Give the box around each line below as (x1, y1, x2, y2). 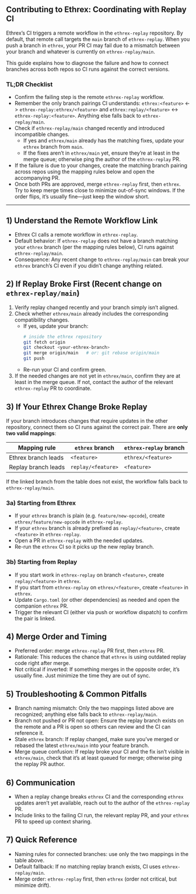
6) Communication (6, 777, 76, 787)
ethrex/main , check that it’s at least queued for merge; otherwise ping (14, 755, 183, 762)
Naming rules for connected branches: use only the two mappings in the (14, 850, 188, 857)
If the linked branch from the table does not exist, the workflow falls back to (6, 478, 188, 485)
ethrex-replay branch (124, 443, 185, 451)
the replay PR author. (14, 761, 65, 768)
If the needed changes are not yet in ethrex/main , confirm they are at (14, 372, 181, 379)
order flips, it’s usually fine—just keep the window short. (14, 193, 150, 200)
